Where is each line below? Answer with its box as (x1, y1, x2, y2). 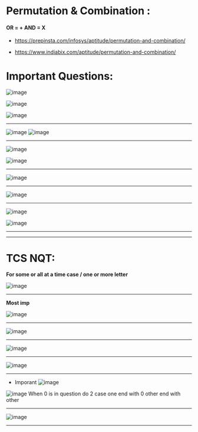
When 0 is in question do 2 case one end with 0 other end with (28, 390, 181, 397)
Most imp (6, 300, 30, 307)
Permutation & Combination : (6, 4, 151, 18)
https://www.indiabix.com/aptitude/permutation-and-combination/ (14, 48, 176, 56)
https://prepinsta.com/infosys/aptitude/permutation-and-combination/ (14, 37, 186, 44)
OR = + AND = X (6, 24, 46, 31)
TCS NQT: (6, 251, 55, 265)
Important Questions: (6, 69, 114, 83)
